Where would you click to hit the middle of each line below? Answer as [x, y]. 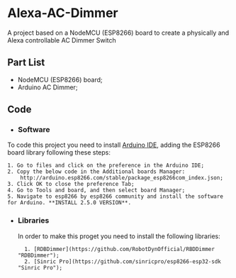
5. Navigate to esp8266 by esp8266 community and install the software [115, 196]
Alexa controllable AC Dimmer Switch [62, 40]
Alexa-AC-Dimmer [63, 13]
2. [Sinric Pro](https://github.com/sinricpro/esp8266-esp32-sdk [123, 261]
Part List [26, 63]
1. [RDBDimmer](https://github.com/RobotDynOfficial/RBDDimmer [119, 249]
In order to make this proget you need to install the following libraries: [119, 236]
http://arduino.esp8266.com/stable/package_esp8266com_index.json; [122, 178]
